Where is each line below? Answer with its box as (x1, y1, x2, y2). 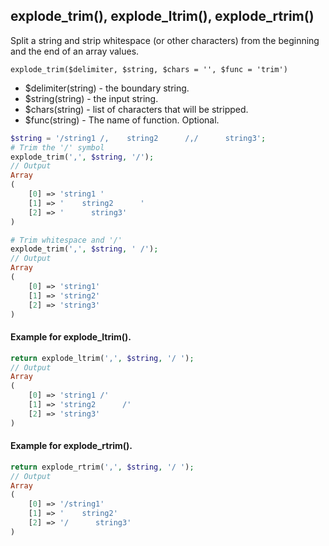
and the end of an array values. (10, 45, 140, 57)
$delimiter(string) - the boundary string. (24, 82, 190, 94)
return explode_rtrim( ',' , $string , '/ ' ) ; (10, 462, 195, 472)
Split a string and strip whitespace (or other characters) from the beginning (10, 34, 320, 46)
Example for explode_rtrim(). (10, 440, 133, 452)
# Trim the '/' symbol (10, 142, 105, 153)
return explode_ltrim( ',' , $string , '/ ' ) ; (10, 353, 195, 363)
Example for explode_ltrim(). (10, 331, 132, 343)
